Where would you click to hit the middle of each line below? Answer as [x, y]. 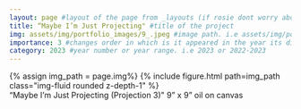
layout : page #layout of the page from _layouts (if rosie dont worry [144, 17]
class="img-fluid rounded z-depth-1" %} [84, 86]
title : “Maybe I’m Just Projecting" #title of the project [122, 26]
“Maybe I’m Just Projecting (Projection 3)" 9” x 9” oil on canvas [126, 96]
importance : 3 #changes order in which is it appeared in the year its [146, 42]
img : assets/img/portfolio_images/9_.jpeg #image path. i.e [124, 34]
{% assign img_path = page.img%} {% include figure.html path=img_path [145, 76]
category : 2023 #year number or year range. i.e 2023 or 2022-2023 [138, 51]
